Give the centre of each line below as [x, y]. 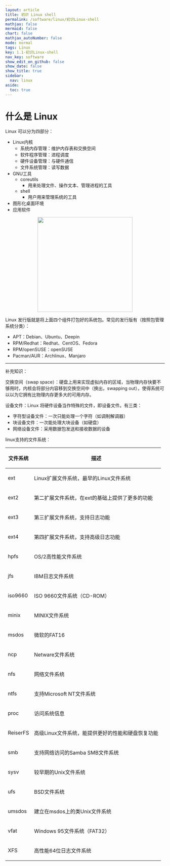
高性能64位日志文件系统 [63, 851]
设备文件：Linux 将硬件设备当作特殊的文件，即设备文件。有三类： [74, 406]
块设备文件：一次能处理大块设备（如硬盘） [57, 422]
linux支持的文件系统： [28, 440]
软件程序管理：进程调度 [45, 155]
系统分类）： [17, 326]
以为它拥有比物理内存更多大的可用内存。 [52, 395]
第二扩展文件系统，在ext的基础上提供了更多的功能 [94, 498]
